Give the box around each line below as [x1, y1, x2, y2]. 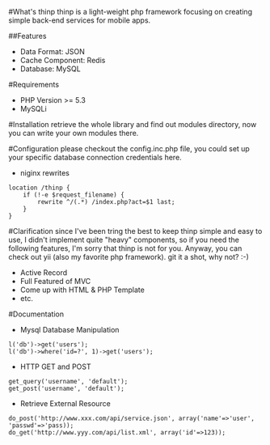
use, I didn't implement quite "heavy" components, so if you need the [8, 235, 240, 244]
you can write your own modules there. [8, 129, 139, 138]
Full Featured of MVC [19, 277, 91, 286]
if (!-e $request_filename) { [23, 191, 125, 199]
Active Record [19, 268, 68, 278]
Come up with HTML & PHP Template [19, 285, 146, 295]
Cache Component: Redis [19, 56, 106, 65]
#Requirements [8, 80, 59, 89]
